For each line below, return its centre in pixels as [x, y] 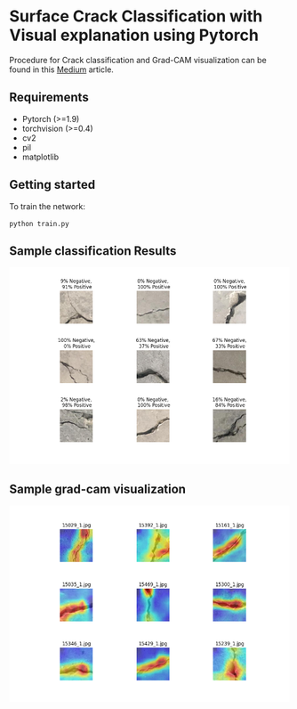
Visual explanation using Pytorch [134, 35]
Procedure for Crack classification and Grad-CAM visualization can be [138, 60]
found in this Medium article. [61, 69]
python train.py [39, 224]
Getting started [52, 185]
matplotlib [40, 157]
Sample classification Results [93, 251]
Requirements [49, 98]
